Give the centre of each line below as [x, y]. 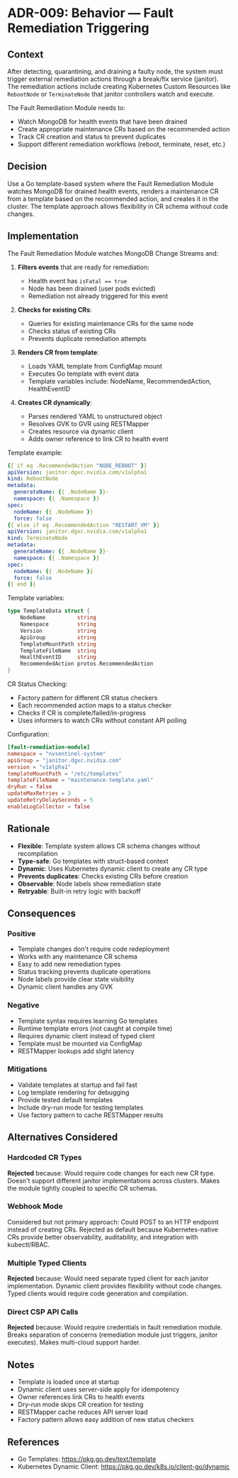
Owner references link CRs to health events [81, 1397]
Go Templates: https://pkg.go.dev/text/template [87, 1459]
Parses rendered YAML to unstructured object [95, 416]
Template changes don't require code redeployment [93, 949]
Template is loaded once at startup [68, 1382]
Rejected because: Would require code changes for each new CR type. [112, 1173]
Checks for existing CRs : [55, 310]
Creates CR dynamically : [55, 402]
